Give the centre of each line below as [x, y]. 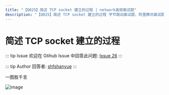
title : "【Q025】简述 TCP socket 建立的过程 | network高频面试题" [71, 10]
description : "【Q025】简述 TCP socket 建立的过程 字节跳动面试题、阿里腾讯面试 [83, 15]
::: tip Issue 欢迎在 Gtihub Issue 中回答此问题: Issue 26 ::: [64, 56]
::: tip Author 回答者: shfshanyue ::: [41, 66]
